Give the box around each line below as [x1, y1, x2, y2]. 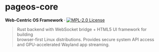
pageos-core [5, 1, 58, 12]
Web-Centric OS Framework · [5, 17, 66, 23]
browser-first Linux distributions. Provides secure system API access [16, 36, 155, 42]
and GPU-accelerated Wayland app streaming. [16, 42, 110, 47]
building [16, 31, 33, 37]
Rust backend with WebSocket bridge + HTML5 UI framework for [16, 26, 147, 32]
